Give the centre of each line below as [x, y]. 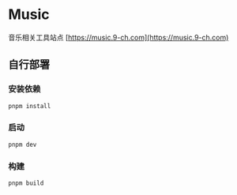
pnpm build [26, 183]
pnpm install [30, 106]
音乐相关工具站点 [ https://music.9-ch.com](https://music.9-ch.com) [118, 37]
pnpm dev [23, 144]
